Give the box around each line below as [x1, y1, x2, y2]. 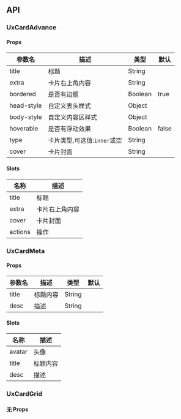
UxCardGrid [6, 389, 43, 398]
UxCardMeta [6, 246, 45, 255]
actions [9, 227, 31, 236]
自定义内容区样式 [48, 113, 97, 121]
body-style [9, 113, 42, 121]
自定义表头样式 [48, 101, 91, 110]
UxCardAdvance [6, 23, 57, 32]
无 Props [6, 406, 29, 413]
